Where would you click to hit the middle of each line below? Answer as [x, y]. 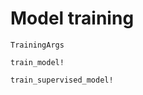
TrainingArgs [37, 45]
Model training [72, 18]
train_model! [37, 62]
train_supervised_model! [62, 80]
